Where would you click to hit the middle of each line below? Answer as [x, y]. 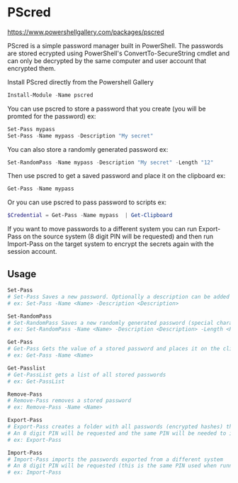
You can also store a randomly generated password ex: [88, 149]
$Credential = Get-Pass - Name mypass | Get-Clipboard [90, 216]
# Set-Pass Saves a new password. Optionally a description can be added [119, 296]
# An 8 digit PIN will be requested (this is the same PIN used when [112, 466]
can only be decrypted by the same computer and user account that [107, 60]
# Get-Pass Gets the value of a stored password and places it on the [114, 349]
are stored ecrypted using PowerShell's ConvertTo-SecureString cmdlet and [119, 53]
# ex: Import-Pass [34, 472]
